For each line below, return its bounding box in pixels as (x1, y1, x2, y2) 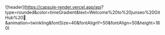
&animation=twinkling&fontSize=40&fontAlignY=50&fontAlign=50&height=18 (5, 20, 160, 26)
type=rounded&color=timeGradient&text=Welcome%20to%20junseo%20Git (5, 9, 161, 15)
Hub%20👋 (5, 15, 26, 20)
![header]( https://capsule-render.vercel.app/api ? (5, 4, 104, 10)
